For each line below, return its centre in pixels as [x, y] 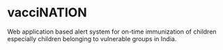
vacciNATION [47, 13]
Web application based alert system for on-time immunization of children [112, 32]
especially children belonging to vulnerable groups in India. [92, 38]
